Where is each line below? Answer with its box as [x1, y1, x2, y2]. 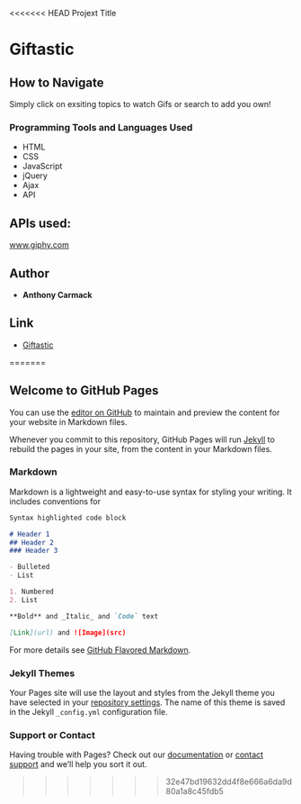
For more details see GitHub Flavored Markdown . [9, 644, 191, 655]
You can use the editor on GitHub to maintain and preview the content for [9, 407, 280, 418]
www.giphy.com [9, 239, 69, 250]
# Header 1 [9, 529, 50, 538]
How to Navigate [9, 75, 105, 90]
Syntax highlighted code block [9, 513, 127, 522]
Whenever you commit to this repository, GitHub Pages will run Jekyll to [9, 434, 276, 445]
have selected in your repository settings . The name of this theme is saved [9, 697, 286, 708]
